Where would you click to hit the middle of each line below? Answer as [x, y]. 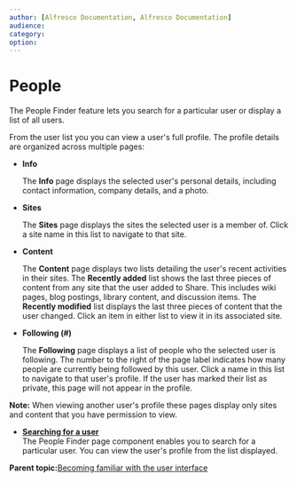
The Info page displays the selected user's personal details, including [149, 181]
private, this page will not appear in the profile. [107, 388]
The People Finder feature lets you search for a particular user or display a [145, 111]
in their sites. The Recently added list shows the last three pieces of [147, 278]
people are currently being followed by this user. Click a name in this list [153, 369]
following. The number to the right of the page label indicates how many [154, 360]
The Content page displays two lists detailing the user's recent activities [154, 269]
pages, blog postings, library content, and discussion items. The [139, 297]
